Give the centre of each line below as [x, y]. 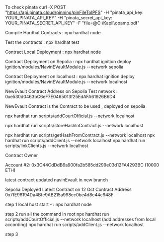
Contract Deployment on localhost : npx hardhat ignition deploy [70, 76]
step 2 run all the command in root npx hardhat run [57, 214]
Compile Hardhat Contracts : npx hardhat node [53, 33]
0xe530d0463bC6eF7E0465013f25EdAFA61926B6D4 [60, 97]
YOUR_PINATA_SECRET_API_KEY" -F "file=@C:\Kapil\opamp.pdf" [73, 23]
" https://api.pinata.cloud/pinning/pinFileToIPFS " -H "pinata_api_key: [75, 12]
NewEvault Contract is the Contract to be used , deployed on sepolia [75, 106]
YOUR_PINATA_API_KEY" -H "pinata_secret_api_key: [59, 18]
